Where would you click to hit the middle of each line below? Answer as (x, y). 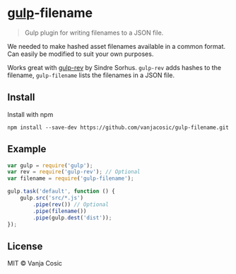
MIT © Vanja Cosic (35, 263)
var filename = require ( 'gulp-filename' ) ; (71, 178)
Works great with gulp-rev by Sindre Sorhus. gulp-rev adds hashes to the (114, 67)
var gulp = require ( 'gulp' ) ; (50, 165)
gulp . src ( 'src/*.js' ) (52, 198)
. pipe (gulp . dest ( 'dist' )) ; (72, 217)
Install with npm (30, 114)
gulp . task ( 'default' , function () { (61, 192)
